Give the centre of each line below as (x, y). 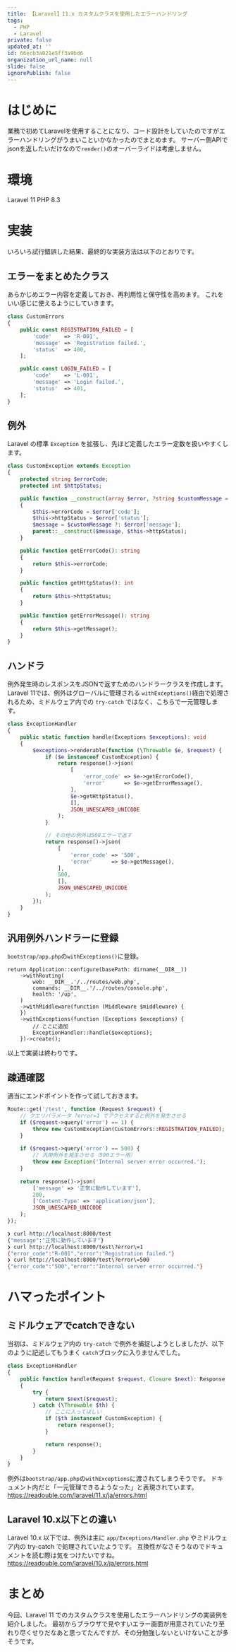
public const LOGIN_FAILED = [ (66, 369)
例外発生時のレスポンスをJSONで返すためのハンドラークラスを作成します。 (117, 684)
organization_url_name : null (50, 60)
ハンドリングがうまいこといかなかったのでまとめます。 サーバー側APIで (124, 140)
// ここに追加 (51, 1027)
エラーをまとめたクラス (58, 276)
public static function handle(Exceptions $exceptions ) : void (113, 737)
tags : (15, 20)
